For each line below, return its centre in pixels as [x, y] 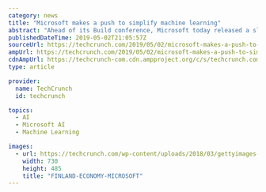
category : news [33, 15]
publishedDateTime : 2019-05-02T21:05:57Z [78, 38]
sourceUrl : [26, 45]
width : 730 [40, 161]
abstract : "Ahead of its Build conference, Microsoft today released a [129, 30]
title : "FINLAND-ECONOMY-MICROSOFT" [83, 176]
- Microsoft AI [40, 125]
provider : [25, 81]
